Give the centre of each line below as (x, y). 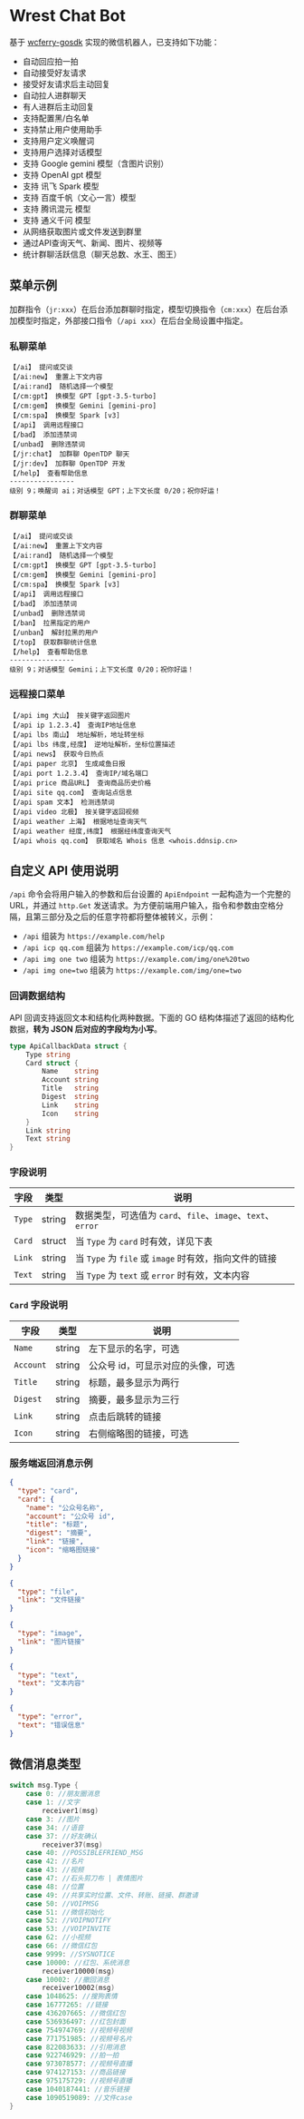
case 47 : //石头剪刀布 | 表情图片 (84, 1879)
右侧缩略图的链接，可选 (139, 1433)
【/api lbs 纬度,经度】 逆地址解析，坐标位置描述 (92, 744)
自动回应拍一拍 (50, 61)
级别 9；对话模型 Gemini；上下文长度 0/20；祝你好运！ (102, 670)
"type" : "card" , (48, 1491)
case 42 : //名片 (55, 1861)
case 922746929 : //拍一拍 (72, 2055)
